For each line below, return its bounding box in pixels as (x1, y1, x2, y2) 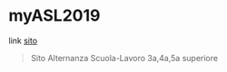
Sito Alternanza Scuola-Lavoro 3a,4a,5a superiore (30, 52, 219, 63)
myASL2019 (8, 5, 101, 26)
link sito (8, 35, 38, 46)
